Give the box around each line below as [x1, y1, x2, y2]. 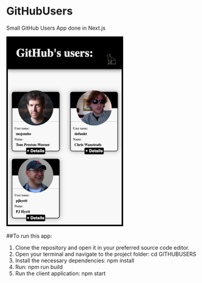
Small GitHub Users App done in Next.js [6, 24, 106, 32]
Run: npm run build [15, 263, 63, 270]
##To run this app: [6, 232, 53, 239]
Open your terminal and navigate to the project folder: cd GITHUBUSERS [15, 250, 197, 258]
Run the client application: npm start [15, 270, 106, 277]
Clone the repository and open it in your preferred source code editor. [15, 244, 190, 251]
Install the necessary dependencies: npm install [15, 256, 135, 264]
